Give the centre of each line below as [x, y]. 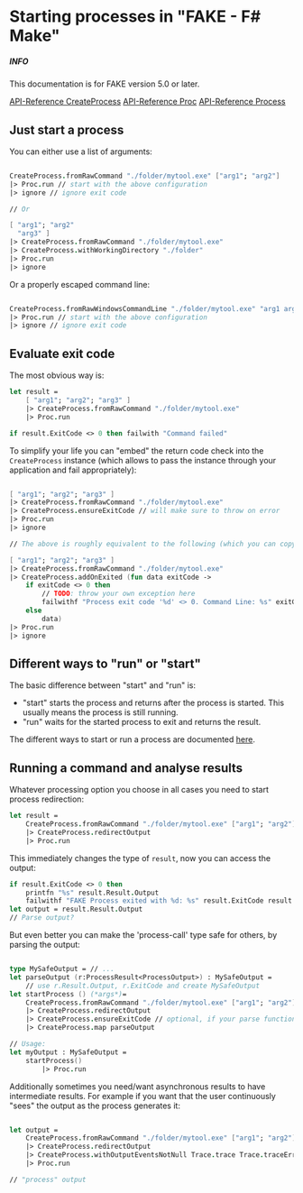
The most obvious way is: [57, 375]
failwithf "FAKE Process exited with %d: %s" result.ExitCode [145, 901]
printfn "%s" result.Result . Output [92, 893]
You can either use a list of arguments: [81, 151]
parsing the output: [45, 945]
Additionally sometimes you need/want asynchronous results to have [138, 1086]
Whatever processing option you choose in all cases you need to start [139, 790]
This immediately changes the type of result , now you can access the [140, 858]
